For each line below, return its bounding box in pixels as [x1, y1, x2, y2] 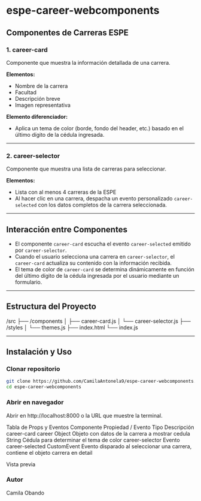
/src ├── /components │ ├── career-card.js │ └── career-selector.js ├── [6, 317, 191, 325]
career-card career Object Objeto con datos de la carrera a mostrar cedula [6, 430, 190, 437]
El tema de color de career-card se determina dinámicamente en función [14, 265, 194, 273]
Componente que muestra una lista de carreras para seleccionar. [6, 166, 166, 173]
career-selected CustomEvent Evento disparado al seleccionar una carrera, [6, 442, 192, 450]
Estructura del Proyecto [6, 301, 97, 312]
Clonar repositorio [6, 365, 60, 373]
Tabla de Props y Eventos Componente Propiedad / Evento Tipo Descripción [6, 424, 194, 431]
